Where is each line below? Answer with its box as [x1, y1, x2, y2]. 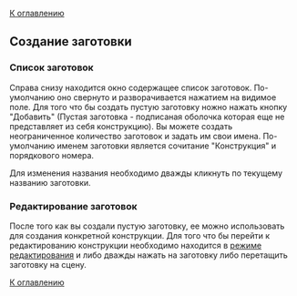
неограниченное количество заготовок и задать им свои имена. [9, 130, 261, 141]
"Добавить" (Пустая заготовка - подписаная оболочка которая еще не [9, 111, 285, 122]
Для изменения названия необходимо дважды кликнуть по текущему [9, 168, 283, 179]
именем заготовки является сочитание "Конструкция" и [56, 140, 276, 151]
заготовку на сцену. [9, 259, 87, 270]
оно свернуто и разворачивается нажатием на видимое [56, 91, 277, 103]
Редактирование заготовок [9, 199, 138, 212]
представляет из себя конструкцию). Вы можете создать [9, 120, 233, 131]
